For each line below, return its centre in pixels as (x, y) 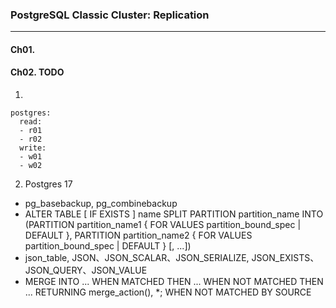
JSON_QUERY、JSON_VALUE (86, 270)
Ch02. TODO (37, 72)
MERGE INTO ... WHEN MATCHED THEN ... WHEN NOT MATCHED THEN (174, 282)
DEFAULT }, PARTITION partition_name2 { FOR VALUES (138, 235)
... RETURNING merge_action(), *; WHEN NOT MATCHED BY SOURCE (168, 292)
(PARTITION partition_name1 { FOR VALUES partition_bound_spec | (163, 225)
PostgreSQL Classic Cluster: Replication (110, 15)
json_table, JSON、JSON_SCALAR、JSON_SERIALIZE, (137, 258)
